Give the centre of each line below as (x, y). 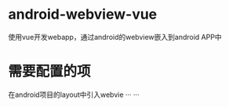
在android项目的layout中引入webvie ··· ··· (74, 95)
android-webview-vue (83, 14)
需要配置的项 (50, 71)
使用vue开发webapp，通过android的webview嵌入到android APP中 (115, 37)
